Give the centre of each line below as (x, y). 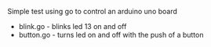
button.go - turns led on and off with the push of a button (111, 35)
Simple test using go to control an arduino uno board (93, 11)
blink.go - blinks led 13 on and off (73, 26)
